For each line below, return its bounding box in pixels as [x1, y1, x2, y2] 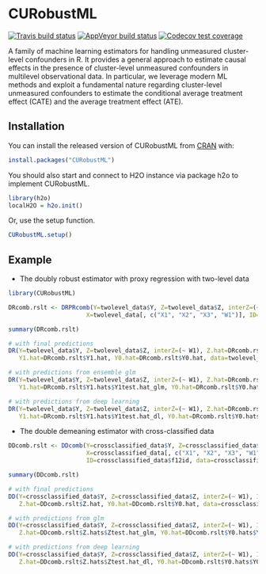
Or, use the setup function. [8, 215, 96, 226]
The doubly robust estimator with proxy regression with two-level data [19, 274, 249, 283]
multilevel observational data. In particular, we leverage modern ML [8, 71, 228, 81]
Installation [8, 120, 65, 133]
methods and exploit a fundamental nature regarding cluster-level [8, 80, 222, 89]
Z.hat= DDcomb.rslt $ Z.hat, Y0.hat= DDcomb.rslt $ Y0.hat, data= [18, 500, 222, 507]
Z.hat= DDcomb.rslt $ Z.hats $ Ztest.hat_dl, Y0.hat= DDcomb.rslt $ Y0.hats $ [18, 557, 253, 566]
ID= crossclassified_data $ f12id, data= [85, 457, 215, 465]
